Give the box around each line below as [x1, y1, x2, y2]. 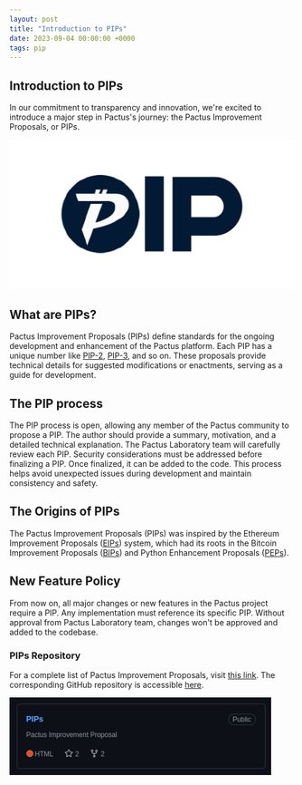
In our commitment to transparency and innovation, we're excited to [9, 102, 262, 113]
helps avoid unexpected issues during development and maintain [9, 468, 251, 479]
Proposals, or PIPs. [9, 121, 80, 132]
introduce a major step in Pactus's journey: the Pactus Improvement [9, 111, 262, 122]
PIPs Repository [9, 649, 81, 662]
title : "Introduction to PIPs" [9, 24, 127, 34]
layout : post [9, 15, 59, 24]
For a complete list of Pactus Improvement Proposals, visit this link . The [9, 669, 276, 680]
